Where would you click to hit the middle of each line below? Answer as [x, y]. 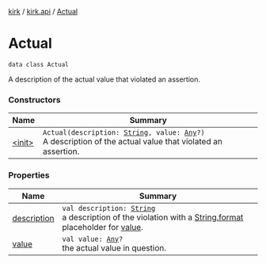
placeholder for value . [103, 227]
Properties [29, 175]
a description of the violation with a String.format [153, 217]
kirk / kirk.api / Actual [43, 11]
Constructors [34, 100]
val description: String [109, 208]
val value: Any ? [93, 239]
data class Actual [38, 64]
